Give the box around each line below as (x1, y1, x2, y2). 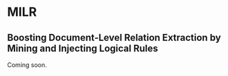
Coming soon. (7, 61, 47, 69)
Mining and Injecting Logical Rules (7, 42, 158, 54)
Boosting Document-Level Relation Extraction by (7, 32, 221, 44)
